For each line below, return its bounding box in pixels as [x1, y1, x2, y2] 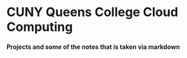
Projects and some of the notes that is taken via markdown [6, 43, 181, 51]
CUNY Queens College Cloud [6, 4, 179, 20]
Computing [6, 19, 73, 35]
